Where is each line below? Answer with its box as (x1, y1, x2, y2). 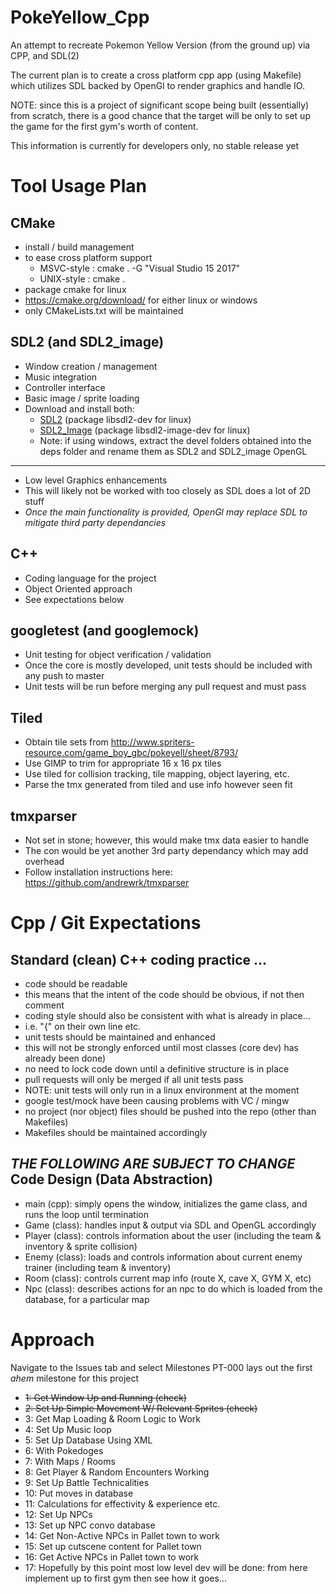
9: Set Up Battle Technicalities (24, 1476, 150, 1488)
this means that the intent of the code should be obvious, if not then (24, 989, 305, 1000)
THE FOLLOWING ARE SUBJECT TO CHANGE (10, 1156, 296, 1173)
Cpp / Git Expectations (10, 912, 202, 935)
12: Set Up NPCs (24, 1508, 93, 1520)
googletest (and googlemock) (10, 622, 200, 639)
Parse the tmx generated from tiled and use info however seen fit (24, 779, 293, 791)
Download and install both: (24, 402, 135, 415)
